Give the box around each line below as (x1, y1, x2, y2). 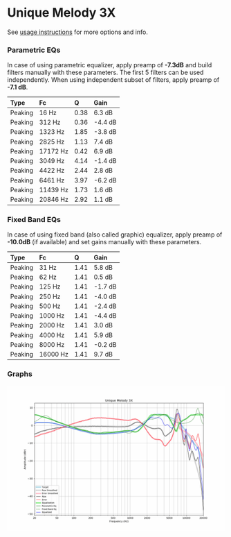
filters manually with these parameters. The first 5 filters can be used (7, 68, 204, 77)
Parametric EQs (7, 45, 61, 55)
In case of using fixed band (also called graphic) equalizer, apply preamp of (7, 230, 223, 239)
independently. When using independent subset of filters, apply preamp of (7, 76, 220, 84)
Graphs (7, 369, 33, 379)
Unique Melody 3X (7, 5, 116, 21)
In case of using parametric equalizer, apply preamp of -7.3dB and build (7, 61, 212, 69)
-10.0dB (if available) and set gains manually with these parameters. (7, 238, 202, 246)
